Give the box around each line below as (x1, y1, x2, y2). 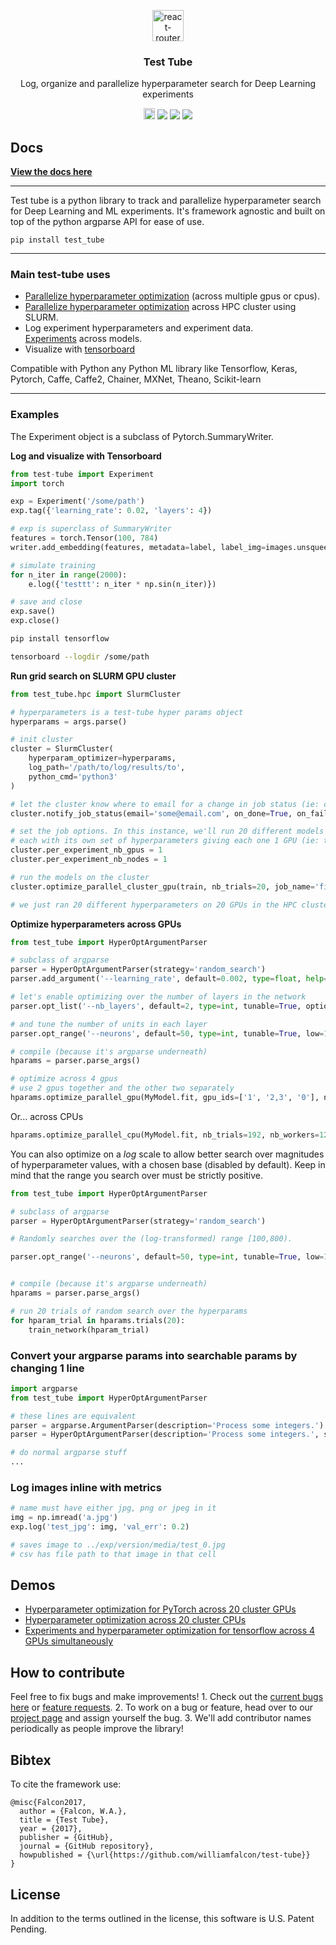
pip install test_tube (10, 235, 105, 245)
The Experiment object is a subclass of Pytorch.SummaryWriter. (10, 430, 274, 442)
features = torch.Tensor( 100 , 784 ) (10, 533, 159, 544)
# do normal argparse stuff (10, 1448, 128, 1458)
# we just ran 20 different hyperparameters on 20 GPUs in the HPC (10, 900, 298, 910)
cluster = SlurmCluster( (10, 744, 114, 754)
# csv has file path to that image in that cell (10, 1549, 217, 1559)
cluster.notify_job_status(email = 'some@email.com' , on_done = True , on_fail (10, 808, 329, 819)
